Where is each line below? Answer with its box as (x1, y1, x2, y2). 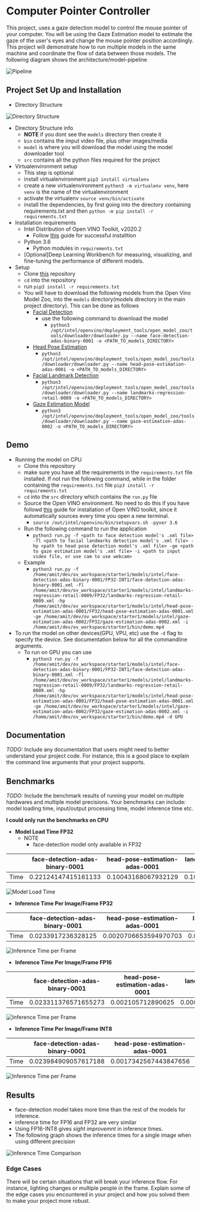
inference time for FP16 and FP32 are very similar (14, 1119, 137, 1126)
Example (23, 559, 45, 566)
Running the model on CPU (14, 455, 82, 463)
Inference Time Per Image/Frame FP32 (14, 900, 113, 907)
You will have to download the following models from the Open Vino (23, 289, 191, 296)
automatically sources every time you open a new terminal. (23, 512, 169, 519)
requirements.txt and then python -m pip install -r (23, 207, 154, 214)
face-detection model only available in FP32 (32, 841, 142, 848)
